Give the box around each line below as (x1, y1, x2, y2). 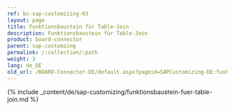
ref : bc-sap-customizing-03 (7, 10, 89, 17)
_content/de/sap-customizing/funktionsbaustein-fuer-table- (40, 88, 212, 96)
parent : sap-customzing (7, 42, 77, 49)
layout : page (7, 17, 45, 24)
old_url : (7, 68, 33, 75)
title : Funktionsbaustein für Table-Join (7, 23, 130, 30)
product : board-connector (7, 36, 82, 43)
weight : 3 (7, 56, 36, 63)
